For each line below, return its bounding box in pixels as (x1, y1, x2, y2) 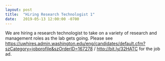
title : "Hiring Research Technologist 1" (5, 12, 95, 17)
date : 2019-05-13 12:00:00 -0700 (5, 16, 79, 21)
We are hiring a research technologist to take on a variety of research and (5, 30, 157, 36)
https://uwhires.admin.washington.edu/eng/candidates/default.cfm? (5, 41, 146, 47)
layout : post (5, 7, 32, 12)
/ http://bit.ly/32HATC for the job (93, 46, 160, 52)
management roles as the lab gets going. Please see (5, 35, 113, 41)
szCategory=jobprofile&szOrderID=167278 (5, 46, 93, 52)
